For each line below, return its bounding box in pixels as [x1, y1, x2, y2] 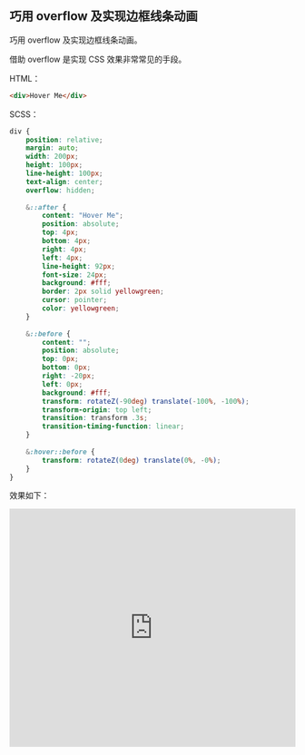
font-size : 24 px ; [42, 270, 107, 279]
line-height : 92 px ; [42, 261, 116, 270]
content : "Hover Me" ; [42, 211, 124, 221]
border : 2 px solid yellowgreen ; [42, 287, 165, 297]
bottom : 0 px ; [42, 363, 92, 372]
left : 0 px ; [42, 379, 84, 388]
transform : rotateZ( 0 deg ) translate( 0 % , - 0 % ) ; [42, 456, 221, 465]
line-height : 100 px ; [25, 169, 103, 179]
